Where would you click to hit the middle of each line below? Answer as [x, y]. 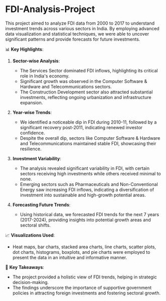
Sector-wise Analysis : [36, 61]
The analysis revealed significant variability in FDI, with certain [85, 168]
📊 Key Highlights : [24, 49]
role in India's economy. [45, 76]
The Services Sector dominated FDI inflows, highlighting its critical [89, 70]
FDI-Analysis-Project [50, 9]
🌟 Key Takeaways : [25, 267]
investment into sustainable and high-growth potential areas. [83, 195]
